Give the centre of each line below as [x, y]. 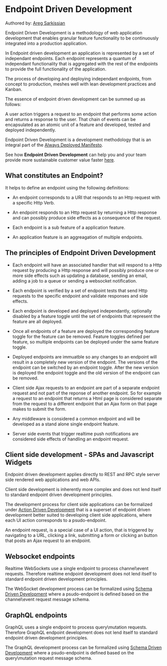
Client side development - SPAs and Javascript [80, 454]
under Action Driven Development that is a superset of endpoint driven [78, 510]
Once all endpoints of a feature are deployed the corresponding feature [86, 331]
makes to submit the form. [39, 409]
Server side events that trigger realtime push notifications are [75, 433]
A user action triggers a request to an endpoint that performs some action [81, 114]
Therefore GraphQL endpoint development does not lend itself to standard [82, 632]
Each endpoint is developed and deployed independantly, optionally [82, 310]
